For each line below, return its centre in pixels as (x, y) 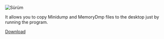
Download (15, 31)
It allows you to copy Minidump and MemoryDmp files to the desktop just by (82, 17)
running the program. (27, 22)
